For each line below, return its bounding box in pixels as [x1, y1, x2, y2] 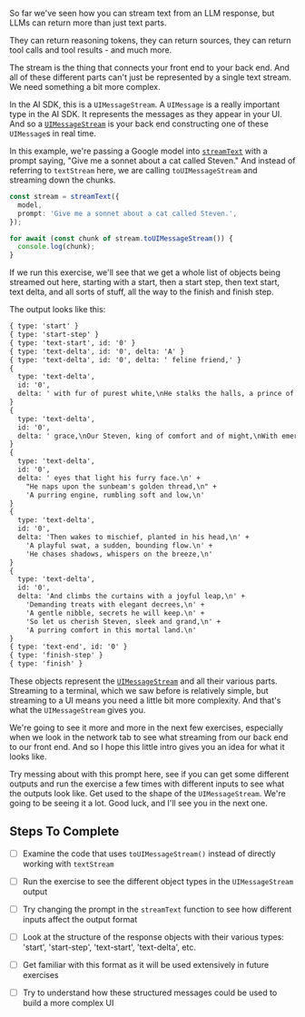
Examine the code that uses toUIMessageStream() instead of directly [22, 848, 276, 859]
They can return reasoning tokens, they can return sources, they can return [9, 35, 292, 45]
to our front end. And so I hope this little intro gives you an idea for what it [9, 742, 285, 752]
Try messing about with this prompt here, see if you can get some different [9, 769, 290, 779]
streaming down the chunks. [9, 174, 116, 185]
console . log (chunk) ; [17, 242, 95, 252]
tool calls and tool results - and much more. [9, 44, 172, 55]
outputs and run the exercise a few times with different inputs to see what [9, 778, 285, 789]
